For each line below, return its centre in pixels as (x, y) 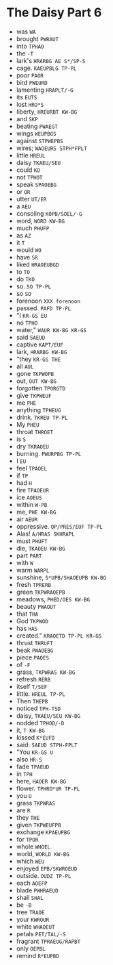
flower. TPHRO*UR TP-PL (48, 788)
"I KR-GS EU (32, 315)
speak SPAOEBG (36, 184)
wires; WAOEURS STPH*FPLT (52, 148)
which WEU (30, 861)
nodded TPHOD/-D (40, 723)
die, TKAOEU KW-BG (41, 548)
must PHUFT (32, 541)
